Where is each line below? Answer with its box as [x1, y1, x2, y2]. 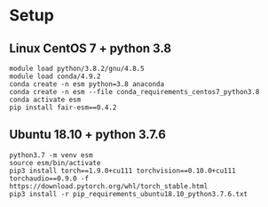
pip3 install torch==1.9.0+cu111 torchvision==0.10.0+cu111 [9, 166, 237, 175]
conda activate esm [9, 95, 82, 104]
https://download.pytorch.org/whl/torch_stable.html [9, 181, 209, 191]
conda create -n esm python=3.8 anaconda [9, 80, 165, 89]
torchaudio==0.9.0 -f [9, 174, 90, 183]
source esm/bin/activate [9, 158, 101, 167]
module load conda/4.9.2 [9, 72, 101, 81]
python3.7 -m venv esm [9, 150, 93, 160]
